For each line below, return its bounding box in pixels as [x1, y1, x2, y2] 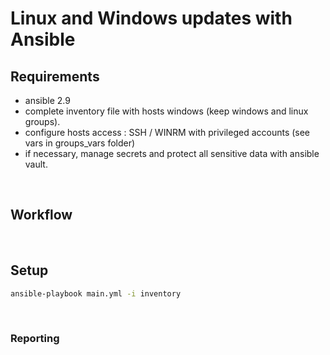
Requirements [10, 68, 100, 85]
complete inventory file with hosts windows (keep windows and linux [24, 105, 309, 117]
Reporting [10, 332, 60, 346]
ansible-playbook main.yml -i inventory [10, 288, 182, 299]
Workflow [10, 207, 73, 224]
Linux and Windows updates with [10, 7, 293, 30]
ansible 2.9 [24, 95, 71, 106]
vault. [24, 158, 48, 170]
